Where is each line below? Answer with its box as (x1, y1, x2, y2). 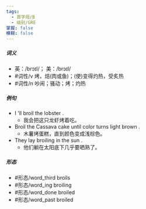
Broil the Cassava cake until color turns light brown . (14, 123, 140, 130)
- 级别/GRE (11, 19, 36, 25)
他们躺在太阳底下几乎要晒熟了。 (23, 144, 100, 151)
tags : (6, 8, 19, 15)
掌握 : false (6, 25, 33, 31)
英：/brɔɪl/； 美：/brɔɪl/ (14, 65, 71, 72)
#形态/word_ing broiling (14, 181, 72, 188)
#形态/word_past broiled (14, 196, 74, 203)
